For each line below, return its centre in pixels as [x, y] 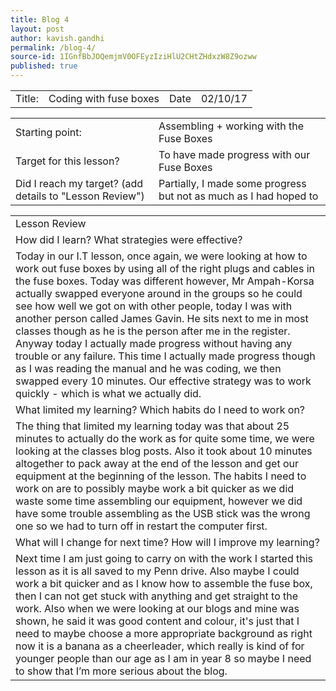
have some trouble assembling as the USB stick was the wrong [163, 513]
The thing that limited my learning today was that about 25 [152, 426]
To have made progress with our [234, 154]
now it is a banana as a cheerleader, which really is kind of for [160, 646]
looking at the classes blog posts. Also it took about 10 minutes [164, 451]
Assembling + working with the [231, 126]
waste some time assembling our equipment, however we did [159, 501]
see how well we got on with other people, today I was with [154, 306]
